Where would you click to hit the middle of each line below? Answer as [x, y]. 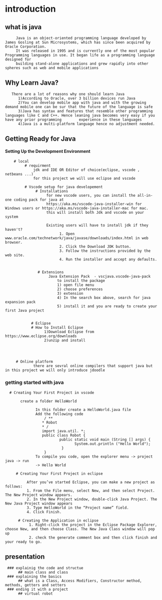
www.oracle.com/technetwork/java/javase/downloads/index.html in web [77, 238]
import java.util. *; [64, 431]
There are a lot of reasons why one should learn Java [68, 94]
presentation [25, 557]
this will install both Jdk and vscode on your [95, 213]
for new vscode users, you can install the [91, 196]
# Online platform [34, 362]
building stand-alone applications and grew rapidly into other [82, 64]
